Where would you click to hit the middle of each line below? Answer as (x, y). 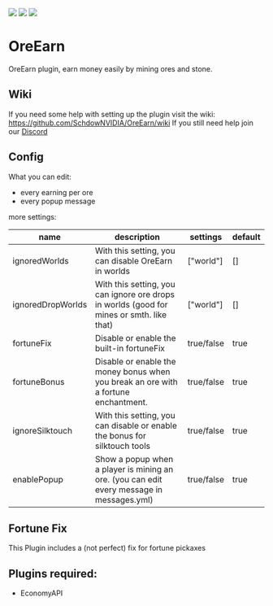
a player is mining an (134, 469)
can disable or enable (136, 425)
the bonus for (120, 435)
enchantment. (121, 402)
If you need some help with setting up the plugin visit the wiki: (112, 114)
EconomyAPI (41, 593)
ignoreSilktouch (43, 430)
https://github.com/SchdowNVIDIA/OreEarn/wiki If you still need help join (131, 123)
